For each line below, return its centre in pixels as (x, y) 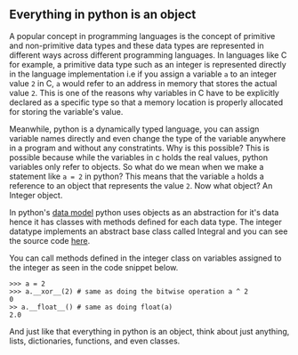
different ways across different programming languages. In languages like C (148, 55)
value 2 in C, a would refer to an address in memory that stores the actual (143, 83)
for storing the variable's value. (66, 111)
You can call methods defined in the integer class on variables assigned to (145, 258)
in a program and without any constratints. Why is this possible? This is (139, 148)
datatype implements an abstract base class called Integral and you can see (149, 231)
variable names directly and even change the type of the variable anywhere (148, 138)
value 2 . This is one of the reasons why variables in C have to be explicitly (145, 93)
